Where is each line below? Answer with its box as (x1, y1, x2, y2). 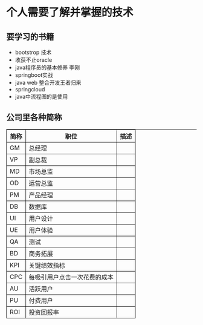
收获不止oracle (14, 56, 53, 64)
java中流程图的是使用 (14, 93, 68, 100)
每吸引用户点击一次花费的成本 (28, 273, 114, 281)
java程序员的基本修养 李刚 (14, 64, 80, 71)
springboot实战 (14, 71, 53, 79)
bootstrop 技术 (14, 49, 52, 56)
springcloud (14, 86, 45, 93)
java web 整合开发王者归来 (14, 79, 82, 86)
